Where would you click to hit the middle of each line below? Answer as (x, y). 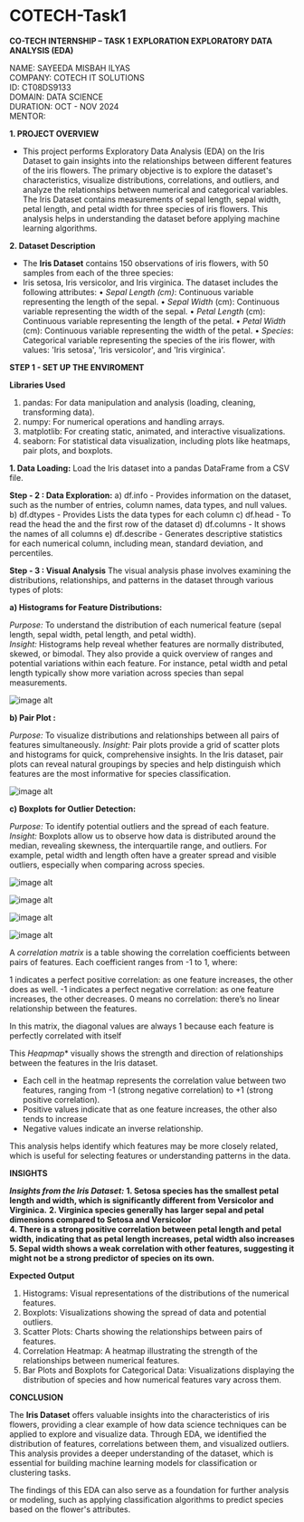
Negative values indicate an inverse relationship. (113, 1128)
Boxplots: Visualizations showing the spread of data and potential (144, 1312)
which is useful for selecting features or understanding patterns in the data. (150, 1155)
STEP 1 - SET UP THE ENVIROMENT (77, 367)
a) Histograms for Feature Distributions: (86, 607)
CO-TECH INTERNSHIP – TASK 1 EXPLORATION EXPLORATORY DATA (141, 41)
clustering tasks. (40, 1472)
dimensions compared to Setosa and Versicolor (100, 1220)
